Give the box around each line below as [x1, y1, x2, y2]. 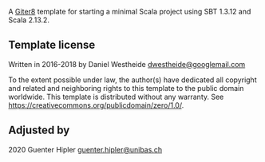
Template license [8, 38, 96, 52]
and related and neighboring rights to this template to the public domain [8, 83, 244, 93]
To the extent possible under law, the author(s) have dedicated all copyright [8, 75, 257, 85]
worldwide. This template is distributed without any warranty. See [8, 92, 224, 101]
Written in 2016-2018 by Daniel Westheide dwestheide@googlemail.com [8, 59, 246, 69]
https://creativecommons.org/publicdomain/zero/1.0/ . [8, 100, 184, 110]
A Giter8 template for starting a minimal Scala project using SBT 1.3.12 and [8, 7, 251, 16]
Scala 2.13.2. [8, 15, 50, 25]
